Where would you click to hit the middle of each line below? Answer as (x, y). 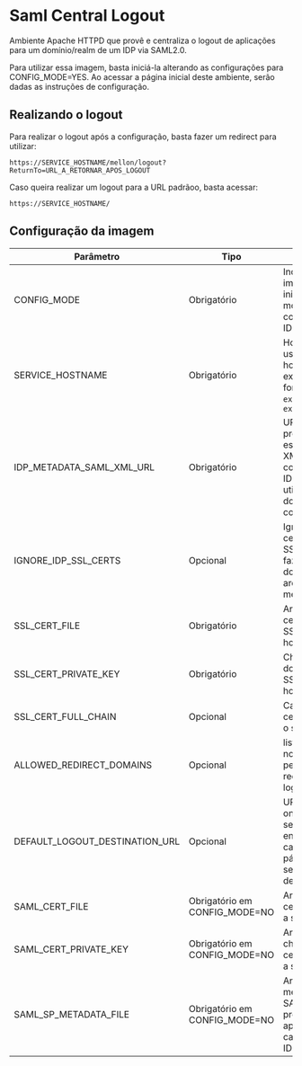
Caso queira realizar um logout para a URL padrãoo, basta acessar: (134, 187)
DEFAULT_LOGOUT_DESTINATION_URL (97, 841)
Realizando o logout (66, 115)
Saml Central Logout (87, 16)
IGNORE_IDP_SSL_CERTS (67, 560)
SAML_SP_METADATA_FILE (72, 1014)
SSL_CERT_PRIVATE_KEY (67, 673)
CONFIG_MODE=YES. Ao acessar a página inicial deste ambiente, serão (142, 76)
